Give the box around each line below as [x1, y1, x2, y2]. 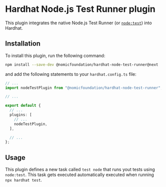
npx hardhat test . [5, 177, 42, 183]
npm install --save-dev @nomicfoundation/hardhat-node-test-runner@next [5, 62, 159, 67]
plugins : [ [9, 112, 32, 117]
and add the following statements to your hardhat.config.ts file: [5, 71, 137, 77]
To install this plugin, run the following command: [5, 52, 106, 58]
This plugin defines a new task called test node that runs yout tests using [5, 167, 155, 173]
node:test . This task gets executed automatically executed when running [5, 172, 155, 178]
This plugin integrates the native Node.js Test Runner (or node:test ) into [5, 20, 152, 26]
